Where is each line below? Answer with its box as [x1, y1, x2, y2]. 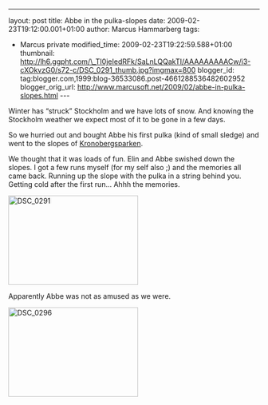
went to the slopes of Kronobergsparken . [8, 139, 144, 148]
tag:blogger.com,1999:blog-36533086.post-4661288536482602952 [19, 73, 246, 83]
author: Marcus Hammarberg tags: [86, 25, 200, 34]
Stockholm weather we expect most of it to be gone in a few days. [8, 115, 226, 124]
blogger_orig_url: [19, 82, 76, 92]
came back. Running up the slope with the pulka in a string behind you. [8, 171, 242, 181]
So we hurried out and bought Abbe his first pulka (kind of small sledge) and [8, 130, 259, 140]
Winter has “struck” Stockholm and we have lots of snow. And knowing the [8, 106, 254, 116]
